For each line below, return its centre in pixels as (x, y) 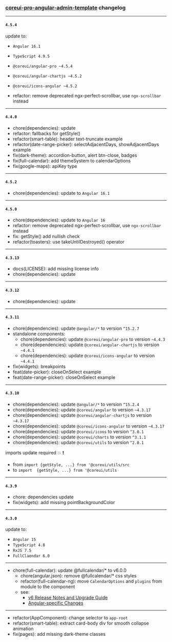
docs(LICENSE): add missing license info (56, 269)
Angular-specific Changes (56, 603)
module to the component (48, 587)
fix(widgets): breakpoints (39, 366)
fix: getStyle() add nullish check (46, 236)
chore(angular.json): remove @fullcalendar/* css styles (78, 576)
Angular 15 (24, 540)
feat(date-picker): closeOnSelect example (57, 372)
